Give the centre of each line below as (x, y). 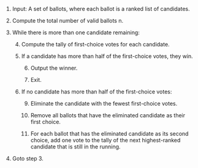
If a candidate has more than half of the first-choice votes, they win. (107, 56)
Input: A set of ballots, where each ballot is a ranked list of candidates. (101, 9)
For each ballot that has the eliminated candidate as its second (109, 133)
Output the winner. (54, 68)
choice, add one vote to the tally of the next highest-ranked (105, 140)
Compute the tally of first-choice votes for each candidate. (95, 44)
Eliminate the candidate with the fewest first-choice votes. (104, 104)
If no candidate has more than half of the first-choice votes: (97, 92)
